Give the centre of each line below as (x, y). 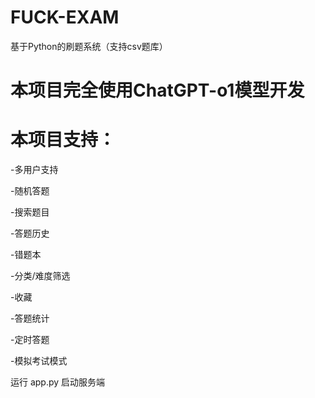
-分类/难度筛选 (40, 276)
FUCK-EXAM (65, 17)
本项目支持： (63, 140)
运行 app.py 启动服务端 (58, 382)
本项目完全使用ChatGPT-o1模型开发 (157, 90)
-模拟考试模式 (39, 361)
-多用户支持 (34, 170)
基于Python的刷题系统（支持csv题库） (89, 46)
